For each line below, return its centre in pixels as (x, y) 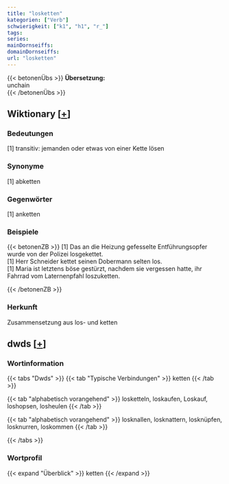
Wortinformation (35, 363)
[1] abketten (24, 181)
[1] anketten (24, 214)
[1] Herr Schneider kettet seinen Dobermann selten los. (85, 261)
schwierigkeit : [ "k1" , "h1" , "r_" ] (58, 26)
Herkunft (22, 307)
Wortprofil (25, 458)
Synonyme (26, 166)
